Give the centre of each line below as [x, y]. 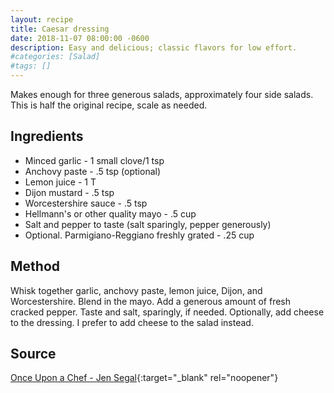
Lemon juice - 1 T [60, 182]
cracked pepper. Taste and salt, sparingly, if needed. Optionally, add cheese [167, 312]
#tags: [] [31, 66]
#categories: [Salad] [55, 57]
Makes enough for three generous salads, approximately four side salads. [162, 94]
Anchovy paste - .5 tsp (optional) [93, 171]
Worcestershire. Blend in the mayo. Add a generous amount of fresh [151, 301]
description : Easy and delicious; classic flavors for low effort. [154, 47]
